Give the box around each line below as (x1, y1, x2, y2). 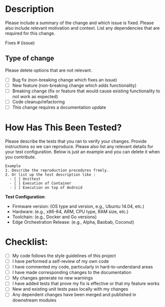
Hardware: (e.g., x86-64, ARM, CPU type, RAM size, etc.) (12, 209, 129, 214)
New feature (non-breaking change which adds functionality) (12, 82, 137, 88)
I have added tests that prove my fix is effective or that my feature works (12, 280, 160, 287)
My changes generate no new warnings (12, 275, 93, 281)
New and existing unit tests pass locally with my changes (12, 286, 129, 292)
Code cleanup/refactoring (12, 99, 65, 105)
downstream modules (12, 297, 57, 303)
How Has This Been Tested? (5, 122, 122, 133)
